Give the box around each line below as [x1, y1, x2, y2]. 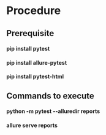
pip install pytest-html [6, 73, 64, 80]
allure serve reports [6, 122, 58, 129]
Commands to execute [6, 90, 95, 101]
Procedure [6, 4, 61, 18]
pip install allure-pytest [6, 59, 67, 66]
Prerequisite [6, 28, 55, 38]
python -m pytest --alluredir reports [6, 108, 100, 115]
